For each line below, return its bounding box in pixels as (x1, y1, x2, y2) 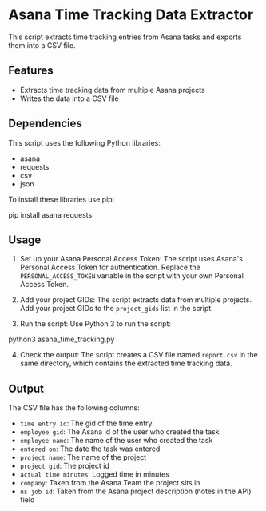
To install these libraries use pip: (8, 194, 115, 204)
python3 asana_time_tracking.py (8, 334, 115, 345)
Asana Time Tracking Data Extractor (8, 6, 254, 24)
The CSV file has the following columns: (8, 403, 140, 413)
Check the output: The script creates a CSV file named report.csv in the (19, 350, 258, 360)
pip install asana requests (8, 210, 93, 219)
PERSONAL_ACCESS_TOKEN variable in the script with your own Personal (19, 271, 244, 281)
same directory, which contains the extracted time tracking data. (19, 358, 233, 369)
